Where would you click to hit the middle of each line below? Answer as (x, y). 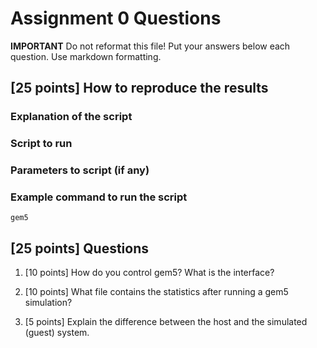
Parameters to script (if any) (80, 170)
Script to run (41, 144)
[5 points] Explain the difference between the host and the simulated (166, 322)
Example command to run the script (99, 197)
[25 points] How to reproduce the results (139, 88)
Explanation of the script (71, 117)
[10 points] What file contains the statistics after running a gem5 (156, 292)
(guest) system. (57, 333)
